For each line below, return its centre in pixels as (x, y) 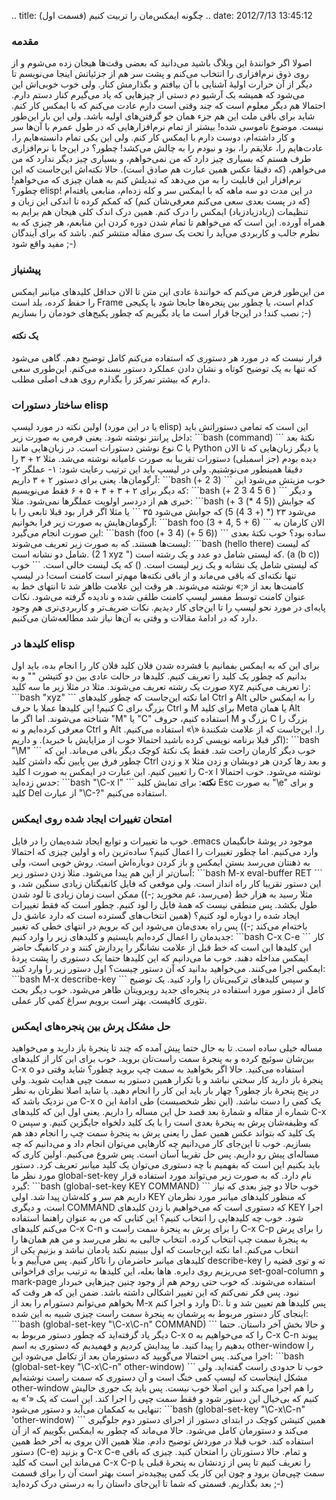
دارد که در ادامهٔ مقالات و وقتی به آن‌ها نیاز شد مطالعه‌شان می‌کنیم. (134, 618)
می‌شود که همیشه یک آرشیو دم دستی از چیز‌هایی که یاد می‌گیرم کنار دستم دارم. (158, 95)
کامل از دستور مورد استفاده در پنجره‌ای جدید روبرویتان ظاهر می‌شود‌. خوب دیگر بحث (168, 989)
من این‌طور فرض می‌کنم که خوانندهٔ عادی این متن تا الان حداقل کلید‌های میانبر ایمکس (168, 291)
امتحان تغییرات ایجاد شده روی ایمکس (92, 819)
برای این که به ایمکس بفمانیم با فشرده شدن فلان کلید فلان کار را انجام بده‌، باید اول (165, 666)
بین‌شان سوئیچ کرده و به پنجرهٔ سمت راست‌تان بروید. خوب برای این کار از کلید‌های (163, 1058)
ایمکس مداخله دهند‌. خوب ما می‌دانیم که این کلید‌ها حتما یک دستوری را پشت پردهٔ (160, 957)
